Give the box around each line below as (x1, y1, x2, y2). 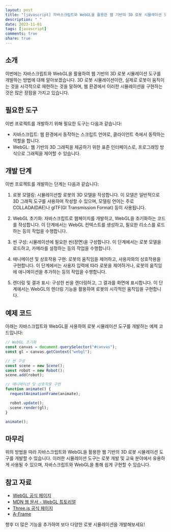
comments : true (5, 31, 38, 36)
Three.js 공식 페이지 (12, 505, 53, 511)
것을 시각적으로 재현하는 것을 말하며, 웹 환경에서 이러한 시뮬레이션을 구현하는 (10, 83, 163, 89)
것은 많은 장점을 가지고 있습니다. (5, 90, 70, 96)
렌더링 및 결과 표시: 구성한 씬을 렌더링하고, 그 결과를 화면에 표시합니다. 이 (12, 279, 158, 286)
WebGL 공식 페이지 (12, 492, 52, 498)
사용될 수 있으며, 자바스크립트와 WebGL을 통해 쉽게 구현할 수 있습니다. (10, 462, 151, 468)
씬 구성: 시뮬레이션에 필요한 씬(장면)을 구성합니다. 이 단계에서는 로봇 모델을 (12, 239, 161, 245)
